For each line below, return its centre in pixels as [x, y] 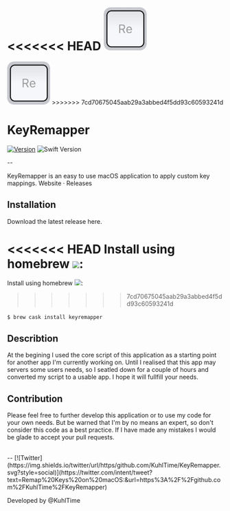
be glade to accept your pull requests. [61, 437]
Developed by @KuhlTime [44, 501]
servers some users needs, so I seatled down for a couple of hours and [108, 370]
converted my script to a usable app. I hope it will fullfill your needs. [103, 377]
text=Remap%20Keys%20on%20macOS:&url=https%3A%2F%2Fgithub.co [114, 480]
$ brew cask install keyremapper [55, 317]
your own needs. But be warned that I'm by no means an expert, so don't [111, 423]
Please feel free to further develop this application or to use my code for [109, 415]
